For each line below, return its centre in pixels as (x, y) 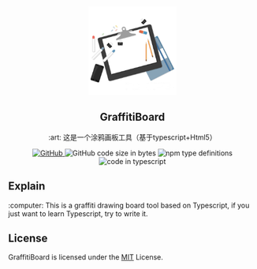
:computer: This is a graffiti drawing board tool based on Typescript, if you (129, 205)
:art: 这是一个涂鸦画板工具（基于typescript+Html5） (132, 137)
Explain (27, 187)
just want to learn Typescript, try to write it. (78, 213)
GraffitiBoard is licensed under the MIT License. (86, 257)
